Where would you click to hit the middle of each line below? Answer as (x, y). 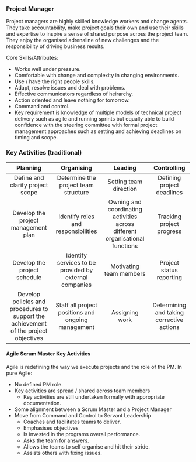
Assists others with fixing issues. (62, 453)
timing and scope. (36, 138)
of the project (29, 331)
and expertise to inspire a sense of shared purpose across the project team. (97, 34)
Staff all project (76, 305)
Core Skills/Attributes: (32, 58)
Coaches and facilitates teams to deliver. (72, 422)
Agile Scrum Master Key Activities (48, 354)
